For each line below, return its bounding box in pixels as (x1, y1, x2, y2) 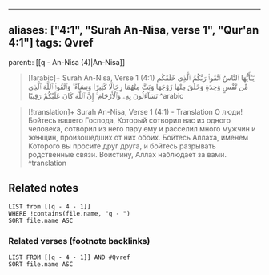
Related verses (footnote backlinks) (8, 235, 151, 246)
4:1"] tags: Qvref (8, 36, 94, 50)
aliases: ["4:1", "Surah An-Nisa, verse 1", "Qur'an (8, 23, 259, 37)
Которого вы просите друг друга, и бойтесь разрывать (27, 141, 216, 151)
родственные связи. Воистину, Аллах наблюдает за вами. (27, 149, 227, 159)
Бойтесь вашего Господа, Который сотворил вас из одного (27, 115, 231, 125)
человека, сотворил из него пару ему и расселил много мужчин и (27, 123, 256, 133)
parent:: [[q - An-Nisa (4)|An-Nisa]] (8, 57, 126, 67)
